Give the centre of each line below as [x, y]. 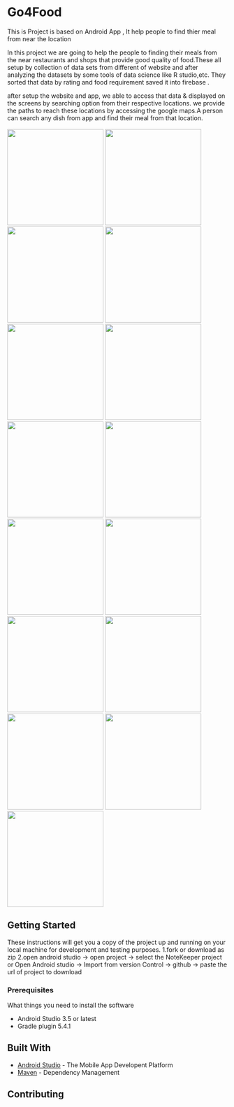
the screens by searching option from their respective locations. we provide [116, 103]
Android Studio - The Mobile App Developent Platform [95, 1065]
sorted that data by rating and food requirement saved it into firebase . [108, 82]
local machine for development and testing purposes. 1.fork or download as [116, 949]
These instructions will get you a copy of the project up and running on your [116, 942]
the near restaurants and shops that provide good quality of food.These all [114, 59]
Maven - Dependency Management [68, 1072]
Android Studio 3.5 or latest [57, 1019]
